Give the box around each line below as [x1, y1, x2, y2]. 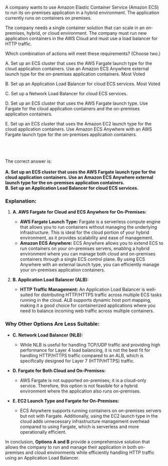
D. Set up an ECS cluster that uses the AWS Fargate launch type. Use [5, 100, 148, 106]
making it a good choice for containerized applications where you [20, 302, 155, 309]
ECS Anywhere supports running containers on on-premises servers [20, 408, 161, 414]
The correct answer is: [5, 158, 52, 164]
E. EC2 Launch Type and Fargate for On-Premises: [12, 397, 119, 404]
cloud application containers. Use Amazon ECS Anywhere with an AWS [5, 126, 152, 132]
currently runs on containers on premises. [5, 15, 92, 21]
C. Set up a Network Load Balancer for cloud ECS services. [5, 91, 128, 96]
